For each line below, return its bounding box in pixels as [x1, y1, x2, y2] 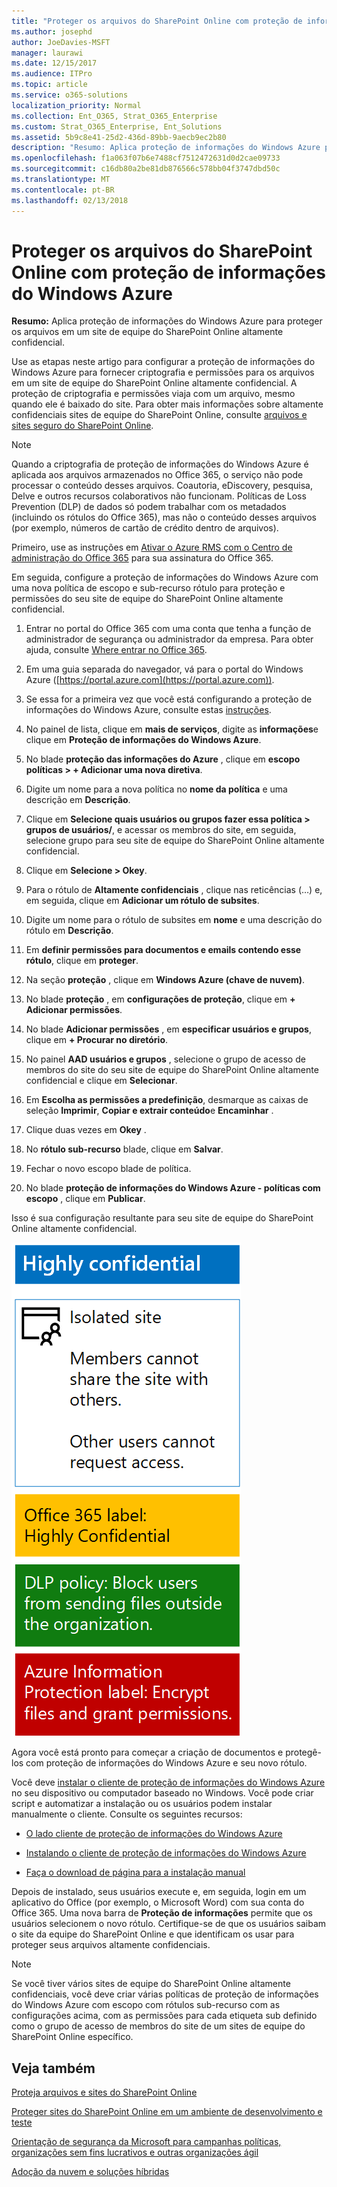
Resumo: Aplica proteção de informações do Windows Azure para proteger [11, 315, 323, 327]
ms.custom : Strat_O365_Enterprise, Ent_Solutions [11, 121, 223, 132]
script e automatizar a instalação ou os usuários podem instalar [11, 1798, 273, 1810]
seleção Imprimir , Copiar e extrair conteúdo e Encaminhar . [25, 1105, 274, 1117]
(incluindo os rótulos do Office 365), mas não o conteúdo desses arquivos [11, 511, 317, 524]
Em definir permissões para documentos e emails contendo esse [25, 944, 302, 956]
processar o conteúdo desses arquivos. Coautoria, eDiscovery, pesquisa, [11, 480, 313, 492]
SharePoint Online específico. [11, 2031, 134, 2043]
